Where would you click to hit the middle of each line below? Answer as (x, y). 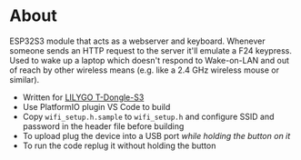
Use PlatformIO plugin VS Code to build (96, 106)
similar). (25, 79)
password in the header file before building (103, 126)
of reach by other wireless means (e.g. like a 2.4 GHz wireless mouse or (145, 70)
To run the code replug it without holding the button (119, 145)
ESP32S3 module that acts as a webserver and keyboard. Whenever (137, 41)
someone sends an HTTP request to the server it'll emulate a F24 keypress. (151, 50)
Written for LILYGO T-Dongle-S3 (83, 97)
